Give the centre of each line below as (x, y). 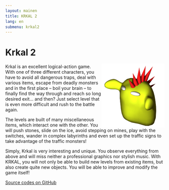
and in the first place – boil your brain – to (49, 88)
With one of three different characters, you (50, 72)
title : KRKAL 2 (21, 16)
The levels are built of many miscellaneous (50, 120)
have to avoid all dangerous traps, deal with (51, 77)
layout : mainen (21, 11)
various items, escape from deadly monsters (52, 83)
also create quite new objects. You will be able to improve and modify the (81, 167)
